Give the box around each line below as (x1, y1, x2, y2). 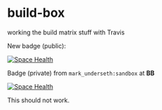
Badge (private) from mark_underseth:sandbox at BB (7, 69, 155, 77)
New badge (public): (7, 41, 66, 50)
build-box (7, 5, 65, 21)
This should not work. (7, 96, 70, 104)
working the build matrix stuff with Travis (7, 28, 125, 36)
